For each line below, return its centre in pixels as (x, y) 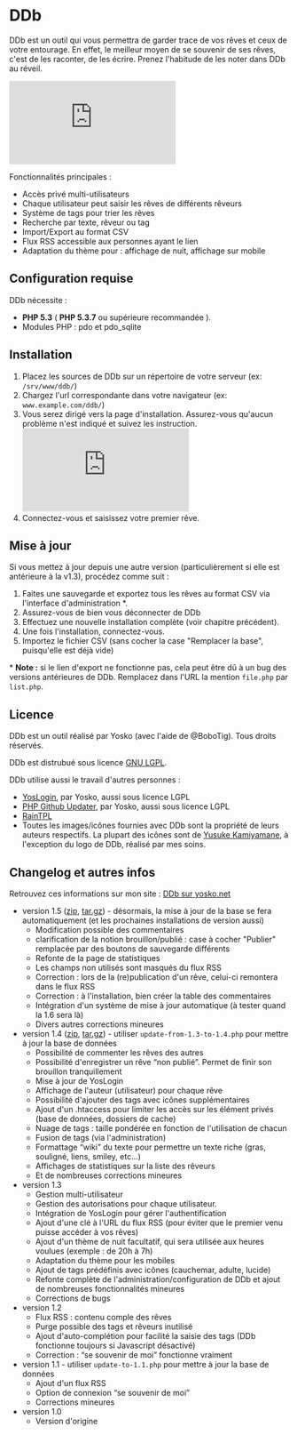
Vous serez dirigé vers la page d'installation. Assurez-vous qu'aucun (148, 413)
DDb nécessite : (39, 300)
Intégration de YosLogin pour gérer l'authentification (131, 1213)
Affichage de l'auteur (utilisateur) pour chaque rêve (129, 1090)
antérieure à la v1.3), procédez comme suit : (90, 577)
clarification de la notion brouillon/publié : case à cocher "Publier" (156, 939)
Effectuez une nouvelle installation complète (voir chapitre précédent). (150, 622)
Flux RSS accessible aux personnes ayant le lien (110, 241)
